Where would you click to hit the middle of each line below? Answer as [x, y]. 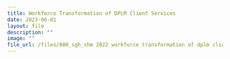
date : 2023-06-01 [32, 20]
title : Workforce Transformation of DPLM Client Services [91, 13]
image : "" [21, 39]
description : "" [30, 32]
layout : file [26, 26]
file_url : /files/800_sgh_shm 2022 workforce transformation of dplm [108, 45]
